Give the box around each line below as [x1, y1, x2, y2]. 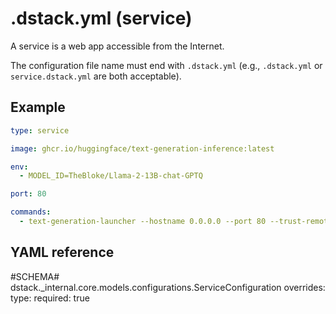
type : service [10, 125, 70, 136]
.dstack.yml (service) [10, 7, 193, 30]
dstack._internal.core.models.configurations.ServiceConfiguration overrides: [10, 281, 326, 293]
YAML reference [10, 244, 115, 261]
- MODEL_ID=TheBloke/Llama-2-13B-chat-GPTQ [19, 171, 203, 181]
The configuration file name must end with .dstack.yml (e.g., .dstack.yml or [10, 59, 323, 71]
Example [10, 99, 66, 116]
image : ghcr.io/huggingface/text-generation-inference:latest [10, 143, 275, 154]
